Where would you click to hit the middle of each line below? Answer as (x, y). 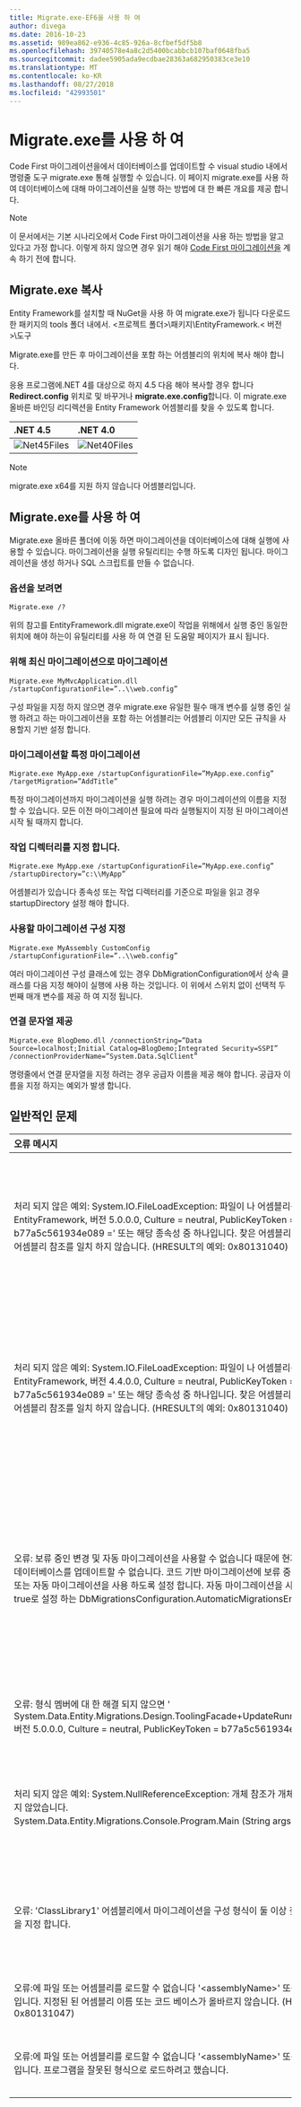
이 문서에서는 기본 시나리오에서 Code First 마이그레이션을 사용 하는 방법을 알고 (147, 236)
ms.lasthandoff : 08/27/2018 (62, 84)
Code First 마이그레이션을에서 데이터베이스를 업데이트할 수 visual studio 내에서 (149, 166)
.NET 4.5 (33, 430)
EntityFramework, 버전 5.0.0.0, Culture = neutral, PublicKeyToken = (155, 1220)
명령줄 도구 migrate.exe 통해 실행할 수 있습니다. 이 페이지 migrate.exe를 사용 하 (149, 178)
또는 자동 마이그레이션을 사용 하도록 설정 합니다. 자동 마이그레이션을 (149, 1585)
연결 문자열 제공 (41, 1021)
